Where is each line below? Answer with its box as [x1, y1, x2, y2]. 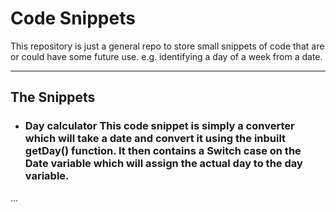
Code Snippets [10, 7, 136, 30]
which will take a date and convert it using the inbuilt [24, 132, 287, 146]
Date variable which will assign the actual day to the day [24, 157, 303, 171]
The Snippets [10, 89, 96, 106]
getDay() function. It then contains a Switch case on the [24, 144, 302, 158]
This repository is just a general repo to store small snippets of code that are [10, 40, 325, 52]
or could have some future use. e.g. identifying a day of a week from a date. [10, 50, 323, 62]
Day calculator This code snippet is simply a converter [24, 119, 295, 133]
